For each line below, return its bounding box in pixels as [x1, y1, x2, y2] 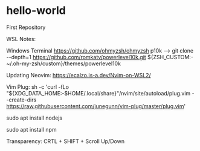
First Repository [6, 24, 46, 31]
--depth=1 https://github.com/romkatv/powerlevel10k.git [6, 53, 146, 60]
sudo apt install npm [6, 126, 57, 133]
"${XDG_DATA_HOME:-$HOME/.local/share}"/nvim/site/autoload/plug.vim [6, 89, 191, 97]
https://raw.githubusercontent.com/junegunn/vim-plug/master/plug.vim [6, 102, 184, 109]
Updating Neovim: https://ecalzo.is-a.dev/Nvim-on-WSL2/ [6, 71, 151, 79]
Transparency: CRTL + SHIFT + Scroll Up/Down [6, 137, 125, 145]
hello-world [6, 4, 66, 18]
